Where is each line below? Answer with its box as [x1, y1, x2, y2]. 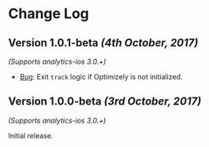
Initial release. [8, 130, 54, 140]
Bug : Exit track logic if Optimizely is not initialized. [19, 72, 183, 81]
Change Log [8, 5, 89, 23]
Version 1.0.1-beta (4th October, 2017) [8, 36, 199, 50]
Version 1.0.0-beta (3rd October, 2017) [8, 95, 202, 108]
